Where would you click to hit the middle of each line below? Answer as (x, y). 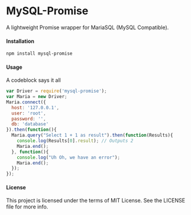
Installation (20, 41)
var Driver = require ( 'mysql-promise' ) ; (57, 91)
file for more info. (27, 207)
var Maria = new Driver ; (37, 97)
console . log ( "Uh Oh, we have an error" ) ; (68, 157)
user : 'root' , (29, 113)
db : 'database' (30, 124)
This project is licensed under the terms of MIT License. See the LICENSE (96, 201)
